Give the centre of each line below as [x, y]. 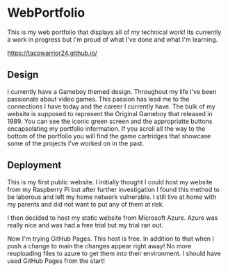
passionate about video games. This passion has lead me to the [98, 99]
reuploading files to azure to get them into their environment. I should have [114, 253]
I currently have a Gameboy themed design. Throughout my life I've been [112, 91]
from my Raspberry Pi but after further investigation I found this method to [114, 189]
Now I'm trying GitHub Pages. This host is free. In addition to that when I [111, 239]
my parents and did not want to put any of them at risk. [86, 204]
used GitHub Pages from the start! [56, 261]
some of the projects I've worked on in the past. [76, 143]
